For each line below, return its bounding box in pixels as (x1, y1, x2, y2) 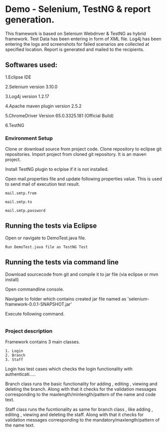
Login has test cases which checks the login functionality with (5, 366, 133, 372)
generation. (5, 14, 55, 25)
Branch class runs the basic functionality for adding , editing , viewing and (5, 381, 158, 387)
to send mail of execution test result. (5, 181, 80, 187)
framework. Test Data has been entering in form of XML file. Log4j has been (5, 36, 162, 42)
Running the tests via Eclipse (5, 221, 97, 230)
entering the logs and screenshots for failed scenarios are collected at (5, 41, 150, 47)
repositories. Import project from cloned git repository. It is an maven (5, 151, 147, 157)
